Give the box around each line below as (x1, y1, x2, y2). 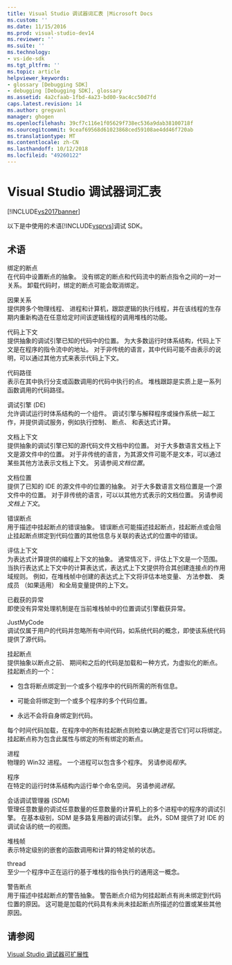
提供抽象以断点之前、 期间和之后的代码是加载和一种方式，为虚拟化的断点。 (7, 658, 222, 666)
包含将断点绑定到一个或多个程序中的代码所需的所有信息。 (17, 681, 181, 690)
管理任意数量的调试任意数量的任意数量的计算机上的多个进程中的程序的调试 (7, 805, 220, 813)
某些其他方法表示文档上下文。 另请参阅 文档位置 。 (7, 458, 149, 467)
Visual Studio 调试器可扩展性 (7, 950, 89, 959)
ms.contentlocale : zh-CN (7, 139, 79, 146)
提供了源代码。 (7, 635, 50, 643)
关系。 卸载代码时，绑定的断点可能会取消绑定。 (7, 281, 143, 289)
